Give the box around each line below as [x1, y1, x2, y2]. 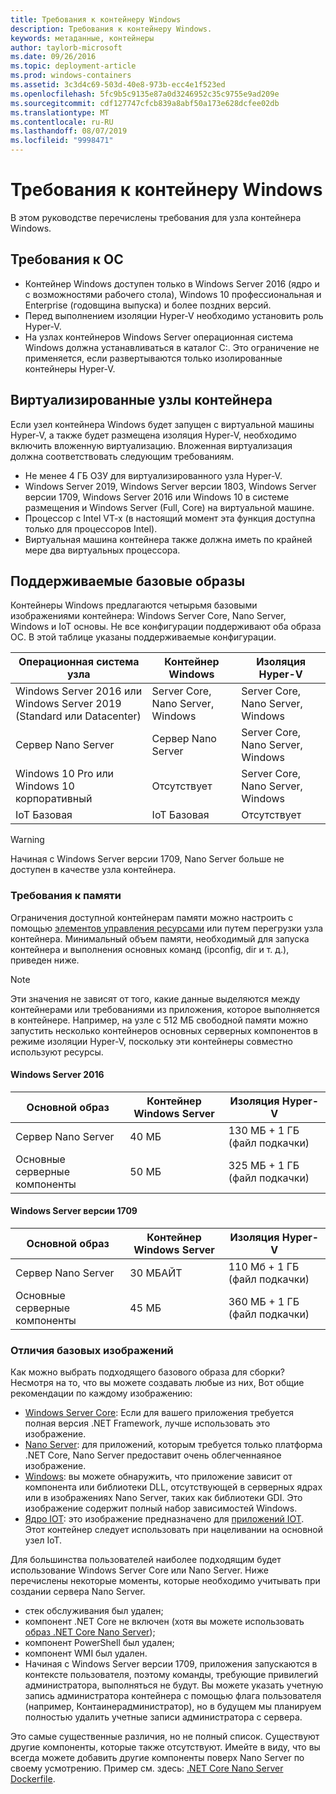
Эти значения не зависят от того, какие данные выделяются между [10, 992, 301, 1005]
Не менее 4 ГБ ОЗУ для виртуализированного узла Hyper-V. [24, 469, 283, 481]
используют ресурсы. [10, 1046, 104, 1058]
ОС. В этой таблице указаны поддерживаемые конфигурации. [10, 631, 277, 643]
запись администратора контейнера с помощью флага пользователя [24, 1690, 322, 1702]
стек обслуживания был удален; [24, 1605, 164, 1617]
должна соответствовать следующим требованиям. [10, 450, 235, 462]
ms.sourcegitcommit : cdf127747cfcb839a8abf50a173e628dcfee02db [10, 98, 280, 108]
